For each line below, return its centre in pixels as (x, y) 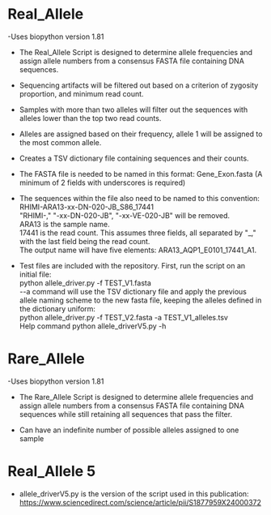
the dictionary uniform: (57, 308)
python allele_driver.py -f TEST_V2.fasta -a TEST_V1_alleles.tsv (123, 317)
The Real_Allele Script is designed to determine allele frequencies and (135, 52)
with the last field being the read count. (85, 241)
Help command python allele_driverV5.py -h (93, 326)
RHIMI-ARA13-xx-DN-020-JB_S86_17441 (87, 207)
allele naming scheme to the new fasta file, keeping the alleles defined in (140, 300)
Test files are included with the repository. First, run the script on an (132, 265)
